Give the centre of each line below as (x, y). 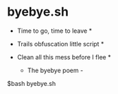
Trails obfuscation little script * (60, 44)
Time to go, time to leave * (55, 31)
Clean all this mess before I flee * (64, 57)
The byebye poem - (55, 70)
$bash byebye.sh (32, 83)
